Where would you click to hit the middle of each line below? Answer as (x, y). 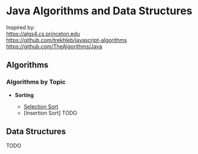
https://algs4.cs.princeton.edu (43, 33)
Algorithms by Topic (36, 82)
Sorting (24, 95)
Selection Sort (41, 106)
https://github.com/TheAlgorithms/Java (54, 46)
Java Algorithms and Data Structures (99, 11)
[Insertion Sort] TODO (50, 113)
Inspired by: (21, 27)
